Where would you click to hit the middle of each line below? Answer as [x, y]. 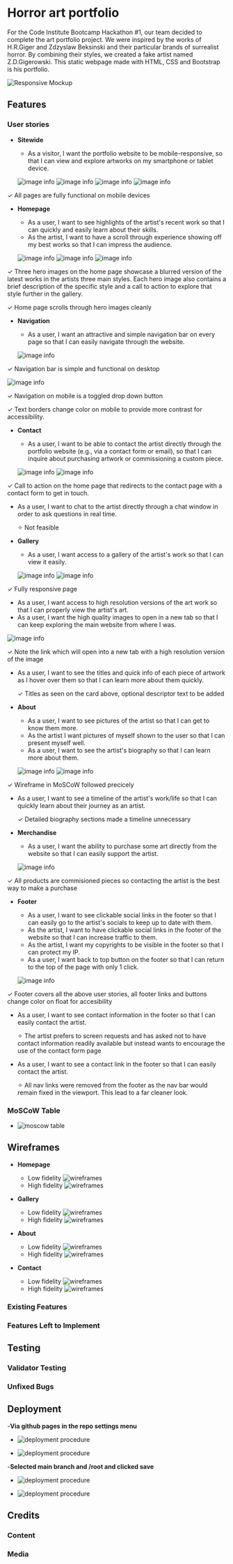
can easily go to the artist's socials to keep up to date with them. [120, 922]
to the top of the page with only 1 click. [83, 967]
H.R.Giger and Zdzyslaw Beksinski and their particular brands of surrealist [113, 47]
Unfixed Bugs [31, 1386]
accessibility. [26, 416]
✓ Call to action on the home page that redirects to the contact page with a [115, 486]
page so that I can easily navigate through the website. [106, 341]
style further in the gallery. [45, 294]
